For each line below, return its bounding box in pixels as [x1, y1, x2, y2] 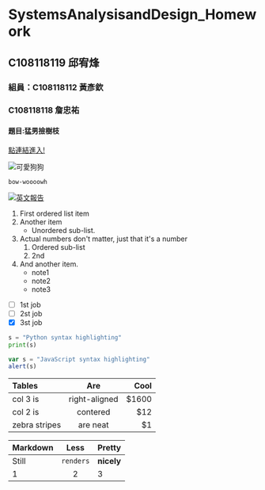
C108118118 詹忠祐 [8, 105, 80, 116]
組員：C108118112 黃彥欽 [8, 82, 104, 93]
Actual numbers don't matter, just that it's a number [19, 234, 188, 243]
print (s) [8, 341, 37, 349]
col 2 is [12, 407, 40, 418]
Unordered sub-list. [31, 225, 96, 235]
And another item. [19, 259, 79, 269]
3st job [19, 317, 43, 327]
